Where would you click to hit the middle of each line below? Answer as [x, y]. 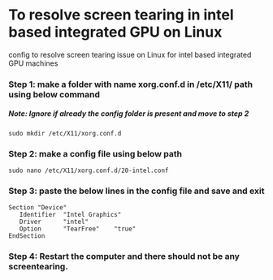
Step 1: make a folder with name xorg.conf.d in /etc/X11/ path [131, 84]
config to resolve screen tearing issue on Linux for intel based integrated [130, 54]
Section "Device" [38, 208]
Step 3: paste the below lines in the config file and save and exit [136, 191]
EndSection [27, 236]
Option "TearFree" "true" [78, 229]
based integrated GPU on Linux [115, 32]
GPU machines [33, 63]
